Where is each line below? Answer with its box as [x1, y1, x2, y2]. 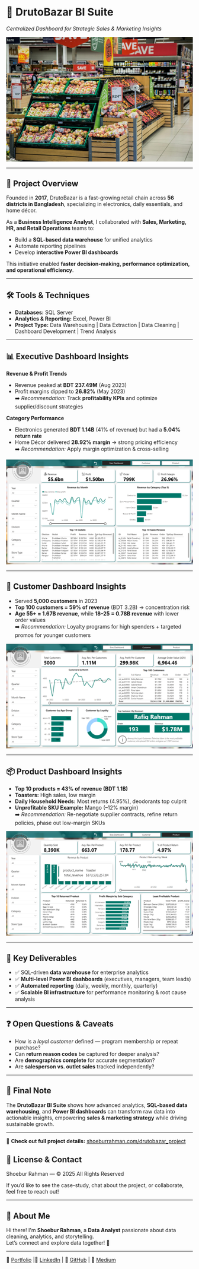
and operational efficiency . [6, 267, 74, 274]
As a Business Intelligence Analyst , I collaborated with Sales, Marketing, [6, 218, 187, 226]
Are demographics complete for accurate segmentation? [14, 1057, 155, 1064]
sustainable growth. [6, 1120, 54, 1127]
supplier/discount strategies [14, 403, 84, 410]
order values [14, 616, 46, 623]
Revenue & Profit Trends [6, 370, 67, 377]
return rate [14, 433, 43, 440]
